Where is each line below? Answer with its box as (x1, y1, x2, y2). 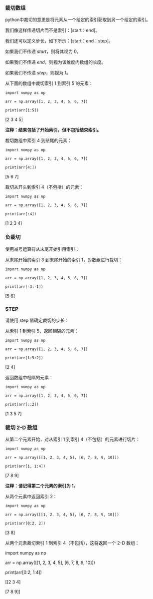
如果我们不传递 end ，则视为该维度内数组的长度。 (5, 59, 106, 65)
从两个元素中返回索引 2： (5, 494, 57, 500)
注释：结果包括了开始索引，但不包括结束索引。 (5, 127, 101, 133)
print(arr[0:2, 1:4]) (5, 570, 42, 576)
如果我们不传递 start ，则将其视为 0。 (5, 48, 81, 54)
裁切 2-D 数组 (5, 424, 37, 431)
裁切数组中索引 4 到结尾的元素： (5, 137, 72, 143)
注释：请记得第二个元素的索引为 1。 (5, 483, 78, 489)
